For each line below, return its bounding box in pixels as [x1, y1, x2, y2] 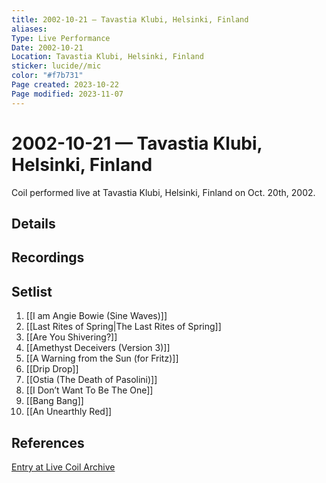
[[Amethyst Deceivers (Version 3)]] [25, 342, 171, 354]
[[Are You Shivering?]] [25, 331, 118, 343]
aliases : [11, 24, 48, 34]
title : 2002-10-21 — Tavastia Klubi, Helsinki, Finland [11, 14, 249, 25]
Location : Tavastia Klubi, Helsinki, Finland [11, 52, 204, 62]
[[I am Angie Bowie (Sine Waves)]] [25, 310, 168, 322]
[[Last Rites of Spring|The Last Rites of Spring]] [25, 321, 222, 333]
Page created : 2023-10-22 [11, 80, 119, 90]
